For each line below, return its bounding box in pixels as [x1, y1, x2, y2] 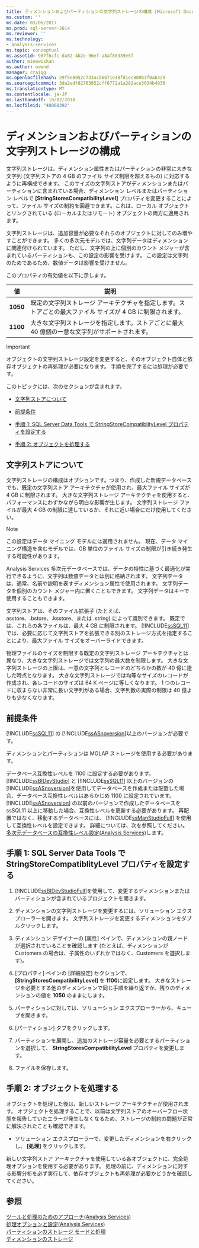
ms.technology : [6, 36, 44, 42]
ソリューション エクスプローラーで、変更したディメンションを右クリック [14, 1135, 192, 1142]
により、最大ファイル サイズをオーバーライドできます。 [11, 637, 147, 644]
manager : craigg [6, 69, 46, 75]
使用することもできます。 [6, 595, 68, 602]
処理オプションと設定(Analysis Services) [6, 1220, 105, 1227]
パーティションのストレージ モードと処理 [6, 1228, 106, 1235]
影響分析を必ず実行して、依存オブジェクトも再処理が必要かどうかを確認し [11, 1170, 192, 1177]
